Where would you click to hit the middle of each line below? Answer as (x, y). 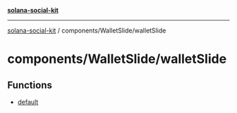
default (28, 102)
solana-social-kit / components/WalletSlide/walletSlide (87, 30)
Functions (30, 85)
